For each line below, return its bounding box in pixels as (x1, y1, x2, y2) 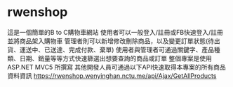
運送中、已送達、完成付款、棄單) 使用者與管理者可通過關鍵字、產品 (19, 45, 215, 54)
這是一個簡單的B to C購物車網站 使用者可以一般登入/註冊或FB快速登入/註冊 (7, 28, 223, 36)
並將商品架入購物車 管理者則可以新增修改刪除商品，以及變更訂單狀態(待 (7, 36, 215, 45)
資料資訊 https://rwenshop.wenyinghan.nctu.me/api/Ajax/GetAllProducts (7, 71, 217, 80)
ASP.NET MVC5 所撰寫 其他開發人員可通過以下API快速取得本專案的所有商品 (7, 63, 226, 71)
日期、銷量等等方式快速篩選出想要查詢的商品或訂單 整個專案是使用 (19, 54, 212, 63)
